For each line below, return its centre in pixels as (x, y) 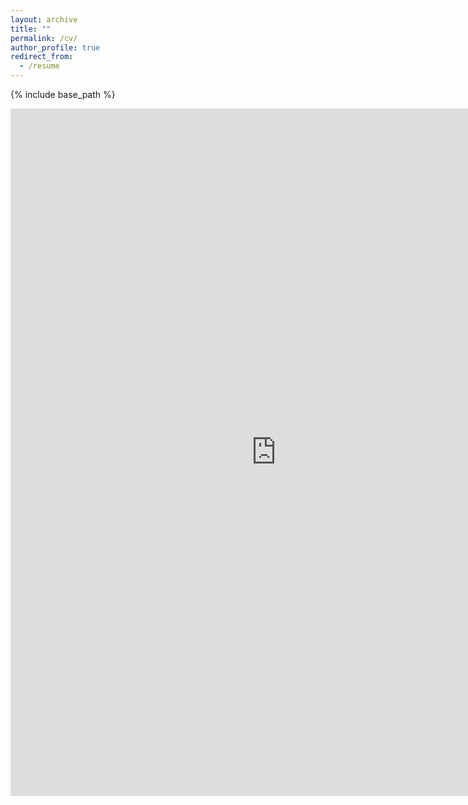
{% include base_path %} (63, 94)
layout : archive (44, 19)
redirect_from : (42, 57)
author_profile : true (55, 47)
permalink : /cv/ (44, 38)
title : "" (31, 29)
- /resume (39, 66)
